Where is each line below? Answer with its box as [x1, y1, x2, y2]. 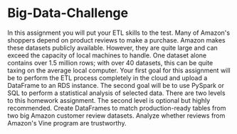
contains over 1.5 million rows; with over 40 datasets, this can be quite [7, 58, 214, 67]
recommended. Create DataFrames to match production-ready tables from [7, 104, 226, 112]
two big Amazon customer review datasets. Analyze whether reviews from [7, 111, 226, 120]
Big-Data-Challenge [7, 5, 129, 21]
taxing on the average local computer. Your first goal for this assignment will [7, 66, 231, 74]
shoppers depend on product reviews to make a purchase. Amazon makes [7, 35, 226, 44]
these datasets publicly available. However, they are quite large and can [7, 43, 218, 52]
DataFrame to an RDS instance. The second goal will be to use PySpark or [7, 81, 225, 89]
